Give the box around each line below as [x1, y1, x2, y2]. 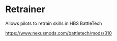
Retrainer [5, 4, 46, 15]
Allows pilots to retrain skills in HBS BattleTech [5, 20, 102, 26]
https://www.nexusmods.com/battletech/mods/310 [5, 30, 112, 36]
